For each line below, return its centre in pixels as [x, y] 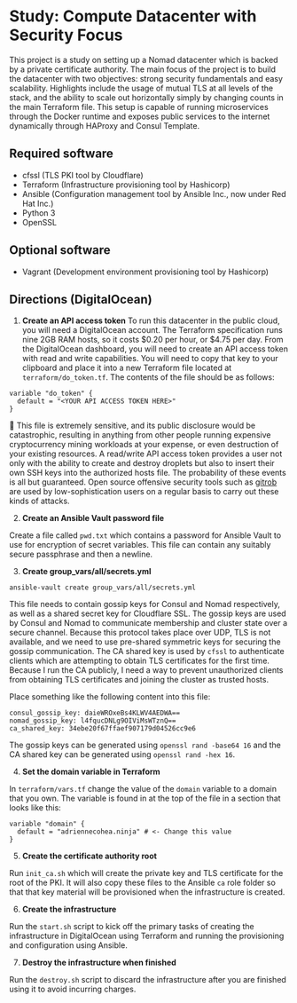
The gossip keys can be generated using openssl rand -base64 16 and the [145, 745]
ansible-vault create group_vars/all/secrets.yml [103, 588]
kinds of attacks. [39, 501]
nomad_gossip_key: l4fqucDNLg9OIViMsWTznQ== [93, 721]
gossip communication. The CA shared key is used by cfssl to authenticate [147, 652]
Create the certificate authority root [90, 856]
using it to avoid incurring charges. [73, 989]
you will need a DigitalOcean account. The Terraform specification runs [152, 330]
